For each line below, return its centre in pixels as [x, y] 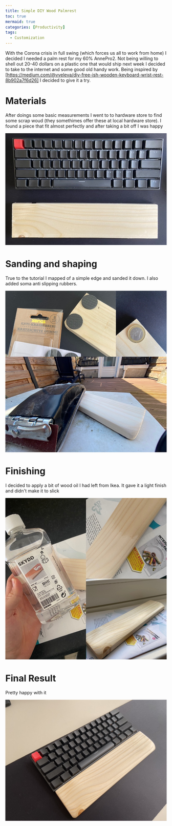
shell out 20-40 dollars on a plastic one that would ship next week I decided [85, 64]
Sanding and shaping [51, 264]
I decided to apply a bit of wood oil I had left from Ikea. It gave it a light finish [86, 485]
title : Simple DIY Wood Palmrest [41, 11]
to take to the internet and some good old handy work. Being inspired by [82, 69]
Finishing [25, 471]
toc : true [16, 16]
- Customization [27, 38]
